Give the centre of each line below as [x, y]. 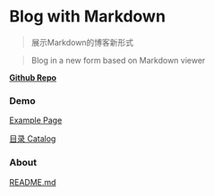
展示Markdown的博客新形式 [82, 42]
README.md [33, 182]
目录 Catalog [33, 139]
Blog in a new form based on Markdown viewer [118, 60]
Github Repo [33, 77]
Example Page [36, 120]
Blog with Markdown [87, 17]
